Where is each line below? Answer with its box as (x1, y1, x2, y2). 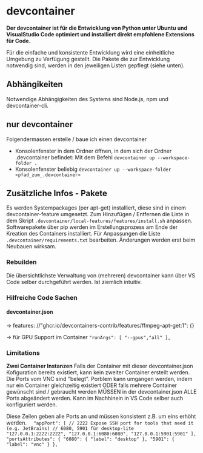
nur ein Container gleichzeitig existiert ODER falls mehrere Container (6, 382, 178, 389)
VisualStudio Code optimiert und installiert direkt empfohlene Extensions (6, 30, 195, 38)
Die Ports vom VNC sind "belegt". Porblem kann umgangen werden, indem (6, 375, 193, 383)
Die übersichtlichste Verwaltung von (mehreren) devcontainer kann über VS (6, 271, 196, 279)
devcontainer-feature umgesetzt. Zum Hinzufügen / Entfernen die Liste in (6, 211, 190, 218)
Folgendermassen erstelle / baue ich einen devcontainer (6, 135, 147, 143)
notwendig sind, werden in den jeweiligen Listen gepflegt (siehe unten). (6, 62, 185, 69)
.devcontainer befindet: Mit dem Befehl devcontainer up (15, 153, 155, 161)
